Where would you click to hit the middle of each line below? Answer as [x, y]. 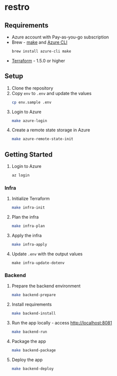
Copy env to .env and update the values [51, 93]
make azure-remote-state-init [43, 139]
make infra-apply [29, 245]
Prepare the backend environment [46, 286]
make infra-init [28, 208]
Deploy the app [27, 360]
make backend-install [34, 313]
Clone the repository [32, 88]
